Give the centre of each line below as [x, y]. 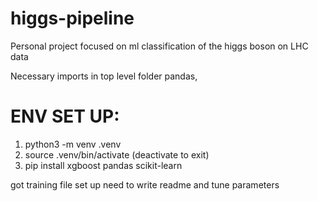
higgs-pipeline [72, 18]
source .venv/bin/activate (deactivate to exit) [117, 154]
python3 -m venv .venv [73, 144]
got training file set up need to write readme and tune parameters [145, 184]
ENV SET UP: [65, 116]
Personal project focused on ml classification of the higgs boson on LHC [159, 46]
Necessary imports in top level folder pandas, [104, 76]
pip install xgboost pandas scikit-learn [103, 165]
